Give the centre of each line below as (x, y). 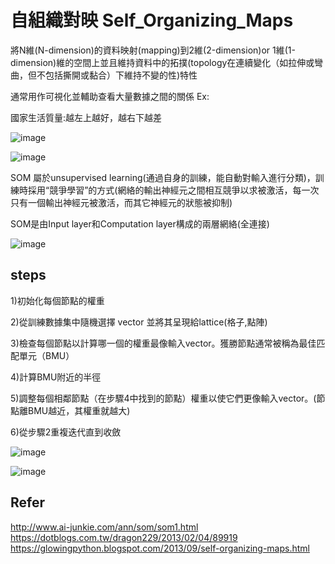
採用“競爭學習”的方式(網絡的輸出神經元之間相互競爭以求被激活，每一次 (173, 190)
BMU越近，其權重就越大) (79, 410)
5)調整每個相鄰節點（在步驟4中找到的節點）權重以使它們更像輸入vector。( (163, 398)
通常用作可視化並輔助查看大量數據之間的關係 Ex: (110, 96)
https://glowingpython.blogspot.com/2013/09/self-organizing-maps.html (160, 548)
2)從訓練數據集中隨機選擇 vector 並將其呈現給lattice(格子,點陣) (139, 322)
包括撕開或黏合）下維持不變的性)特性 (121, 75)
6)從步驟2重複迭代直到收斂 (66, 432)
